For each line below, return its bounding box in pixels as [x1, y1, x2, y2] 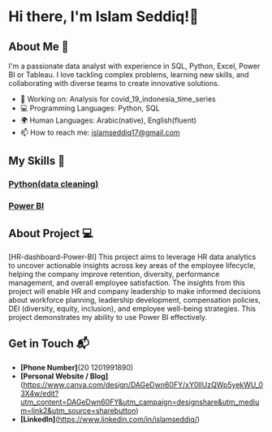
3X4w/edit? [19, 388, 59, 398]
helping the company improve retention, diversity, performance [8, 270, 220, 279]
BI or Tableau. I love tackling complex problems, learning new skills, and [8, 70, 249, 80]
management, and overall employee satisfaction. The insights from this [8, 278, 245, 287]
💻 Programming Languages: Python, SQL [19, 103, 160, 113]
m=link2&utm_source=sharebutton [19, 405, 136, 415]
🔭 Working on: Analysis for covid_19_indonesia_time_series [19, 94, 217, 104]
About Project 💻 [8, 227, 93, 240]
